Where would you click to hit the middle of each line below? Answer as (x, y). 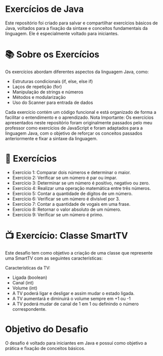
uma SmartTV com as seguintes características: (54, 258)
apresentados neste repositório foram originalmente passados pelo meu (79, 122)
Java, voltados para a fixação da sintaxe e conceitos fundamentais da (76, 28)
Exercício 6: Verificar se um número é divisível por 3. (66, 199)
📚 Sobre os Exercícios (52, 54)
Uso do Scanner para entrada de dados (53, 102)
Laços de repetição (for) (37, 87)
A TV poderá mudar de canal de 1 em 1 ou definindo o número (75, 304)
